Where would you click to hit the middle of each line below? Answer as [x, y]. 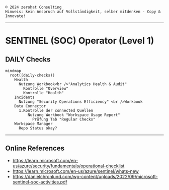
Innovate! [16, 16]
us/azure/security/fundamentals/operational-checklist [68, 166]
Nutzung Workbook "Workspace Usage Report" [74, 115]
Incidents [25, 97]
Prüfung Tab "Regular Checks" [64, 119]
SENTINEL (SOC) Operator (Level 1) [80, 41]
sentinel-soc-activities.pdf [40, 182]
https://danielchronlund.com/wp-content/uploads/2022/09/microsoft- [85, 176]
